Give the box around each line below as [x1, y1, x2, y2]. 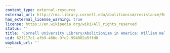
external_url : [5, 12, 35, 17]
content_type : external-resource [5, 7, 76, 13]
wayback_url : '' [5, 40, 39, 45]
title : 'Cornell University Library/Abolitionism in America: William [5, 31, 157, 36]
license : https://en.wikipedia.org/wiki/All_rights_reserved [5, 21, 137, 27]
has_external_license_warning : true [5, 17, 82, 22]
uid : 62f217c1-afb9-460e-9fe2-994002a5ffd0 [5, 36, 99, 41]
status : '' [5, 26, 28, 31]
